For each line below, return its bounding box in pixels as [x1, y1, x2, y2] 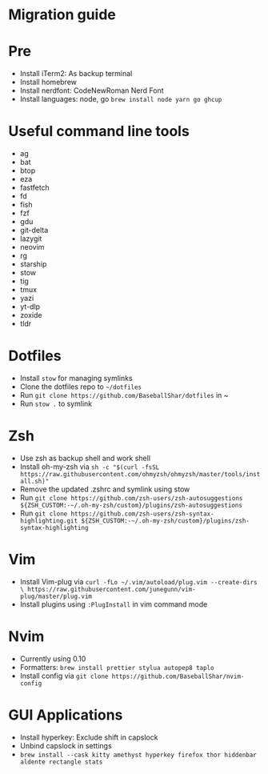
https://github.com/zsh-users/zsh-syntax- [70, 510, 214, 518]
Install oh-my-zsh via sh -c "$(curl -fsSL [19, 462, 160, 471]
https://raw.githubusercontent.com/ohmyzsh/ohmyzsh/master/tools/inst [19, 470, 261, 478]
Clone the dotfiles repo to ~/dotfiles [19, 382, 142, 391]
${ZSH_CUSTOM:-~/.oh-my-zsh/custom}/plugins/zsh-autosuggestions [19, 501, 242, 509]
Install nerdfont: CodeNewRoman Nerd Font [19, 86, 164, 95]
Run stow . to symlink [19, 399, 93, 408]
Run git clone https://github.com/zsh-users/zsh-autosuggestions [19, 492, 243, 502]
